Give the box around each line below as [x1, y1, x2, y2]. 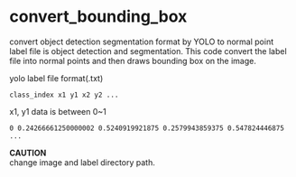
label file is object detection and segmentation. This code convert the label [9, 45, 287, 56]
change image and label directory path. [9, 156, 156, 168]
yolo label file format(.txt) [9, 72, 104, 83]
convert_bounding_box [9, 6, 188, 27]
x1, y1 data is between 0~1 [9, 106, 106, 116]
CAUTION [9, 147, 47, 158]
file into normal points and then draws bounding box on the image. [9, 55, 257, 66]
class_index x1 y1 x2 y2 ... [9, 90, 119, 99]
